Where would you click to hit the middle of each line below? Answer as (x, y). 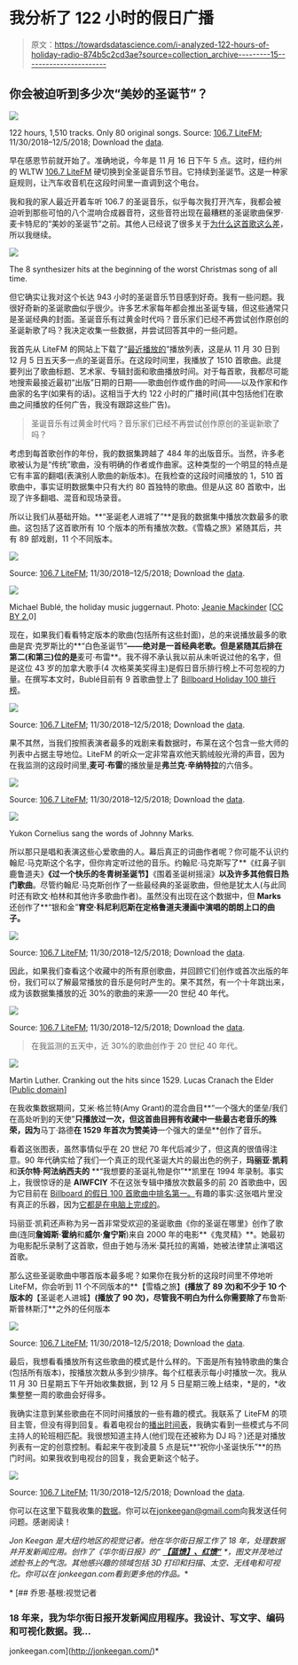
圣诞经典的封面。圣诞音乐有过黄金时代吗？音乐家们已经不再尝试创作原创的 (153, 319)
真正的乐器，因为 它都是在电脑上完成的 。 (90, 1204)
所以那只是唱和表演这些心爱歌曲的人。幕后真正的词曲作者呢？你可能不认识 (145, 851)
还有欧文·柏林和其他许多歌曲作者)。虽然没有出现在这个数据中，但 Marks (149, 896)
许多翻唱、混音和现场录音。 (75, 497)
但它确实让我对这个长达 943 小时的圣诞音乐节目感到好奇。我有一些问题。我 (147, 296)
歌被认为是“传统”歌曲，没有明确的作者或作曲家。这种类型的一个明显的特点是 (149, 464)
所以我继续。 (32, 234)
